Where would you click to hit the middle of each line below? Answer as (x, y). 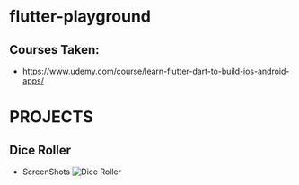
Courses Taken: (55, 50)
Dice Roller (40, 150)
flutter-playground (80, 17)
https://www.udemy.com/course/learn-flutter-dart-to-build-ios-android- (156, 71)
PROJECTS (52, 117)
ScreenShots (46, 172)
